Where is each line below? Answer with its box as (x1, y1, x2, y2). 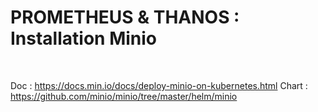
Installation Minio (10, 27, 157, 50)
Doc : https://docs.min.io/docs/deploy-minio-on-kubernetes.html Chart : (10, 79, 308, 91)
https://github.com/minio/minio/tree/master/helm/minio (10, 90, 238, 102)
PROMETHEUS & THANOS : (10, 6, 240, 29)
